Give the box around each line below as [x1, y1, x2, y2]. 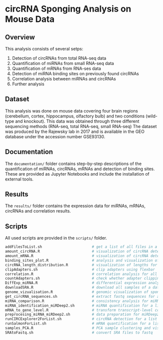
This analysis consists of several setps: [5, 46, 83, 51]
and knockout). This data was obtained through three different [15, 118, 140, 124]
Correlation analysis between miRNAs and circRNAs [12, 76, 116, 81]
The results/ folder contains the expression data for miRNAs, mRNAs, [5, 203, 146, 209]
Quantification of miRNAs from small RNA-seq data [12, 61, 114, 66]
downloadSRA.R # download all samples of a [5, 285, 151, 290]
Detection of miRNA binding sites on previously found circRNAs [12, 71, 139, 76]
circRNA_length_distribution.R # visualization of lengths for [5, 262, 158, 267]
